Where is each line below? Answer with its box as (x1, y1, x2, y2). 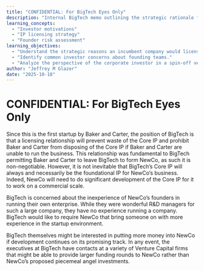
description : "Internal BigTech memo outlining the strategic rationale (6, 15, 194, 21)
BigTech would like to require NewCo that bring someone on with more (6, 214, 183, 221)
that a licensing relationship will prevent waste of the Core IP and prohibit (6, 137, 189, 144)
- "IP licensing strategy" (12, 32, 80, 38)
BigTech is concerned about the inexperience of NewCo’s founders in (6, 194, 180, 202)
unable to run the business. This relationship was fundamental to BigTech (6, 150, 190, 157)
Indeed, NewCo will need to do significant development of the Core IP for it (6, 176, 194, 183)
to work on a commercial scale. (6, 182, 85, 189)
